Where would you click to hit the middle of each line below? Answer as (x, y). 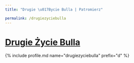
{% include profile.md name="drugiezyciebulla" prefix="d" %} (67, 56)
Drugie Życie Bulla (43, 42)
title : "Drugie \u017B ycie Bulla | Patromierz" (54, 9)
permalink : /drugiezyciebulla (36, 18)
